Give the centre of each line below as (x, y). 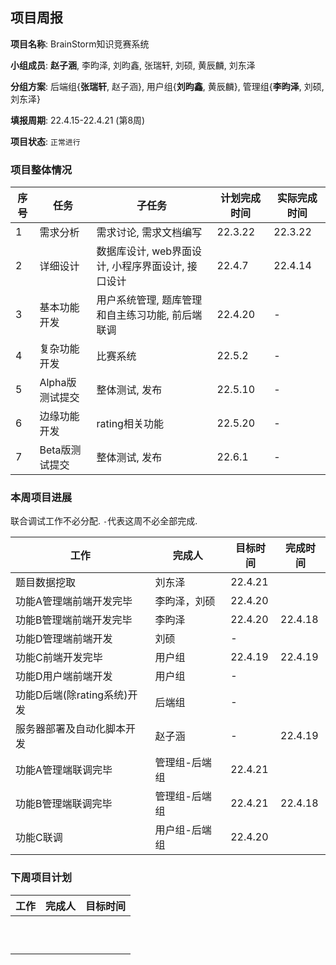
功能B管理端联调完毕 (64, 804)
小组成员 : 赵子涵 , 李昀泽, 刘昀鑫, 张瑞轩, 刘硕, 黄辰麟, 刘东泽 (133, 65)
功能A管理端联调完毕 (64, 770)
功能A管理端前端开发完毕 (74, 601)
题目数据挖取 (46, 583)
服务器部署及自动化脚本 (71, 729)
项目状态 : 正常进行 (45, 141)
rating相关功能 (130, 424)
